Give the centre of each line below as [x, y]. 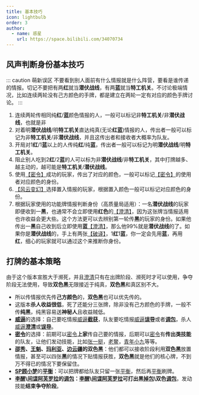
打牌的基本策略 [33, 262]
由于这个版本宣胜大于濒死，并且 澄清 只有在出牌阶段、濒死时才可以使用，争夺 [99, 277]
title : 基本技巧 [24, 12]
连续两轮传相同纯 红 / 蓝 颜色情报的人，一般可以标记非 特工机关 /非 [92, 115]
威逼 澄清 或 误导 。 [36, 326]
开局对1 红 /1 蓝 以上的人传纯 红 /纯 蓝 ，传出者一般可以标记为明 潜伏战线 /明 [100, 144]
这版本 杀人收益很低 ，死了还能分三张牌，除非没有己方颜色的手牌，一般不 [103, 304]
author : [16, 28]
